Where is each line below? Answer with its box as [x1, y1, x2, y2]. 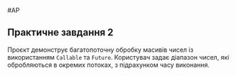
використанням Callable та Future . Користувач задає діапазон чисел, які [7, 53, 230, 61]
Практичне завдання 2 [7, 26, 114, 38]
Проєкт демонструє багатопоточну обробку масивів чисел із [7, 45, 194, 54]
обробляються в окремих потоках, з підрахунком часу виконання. [7, 60, 210, 69]
